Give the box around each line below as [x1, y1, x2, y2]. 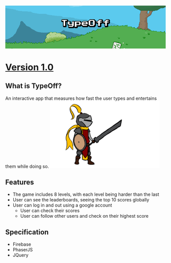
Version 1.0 [5, 62, 54, 73]
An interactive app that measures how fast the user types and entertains [5, 95, 157, 101]
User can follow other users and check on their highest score [20, 213, 149, 219]
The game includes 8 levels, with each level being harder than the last [12, 191, 159, 197]
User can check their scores [20, 208, 80, 214]
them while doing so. [5, 163, 49, 169]
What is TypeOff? [5, 82, 62, 91]
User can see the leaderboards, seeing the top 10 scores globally [12, 197, 150, 203]
